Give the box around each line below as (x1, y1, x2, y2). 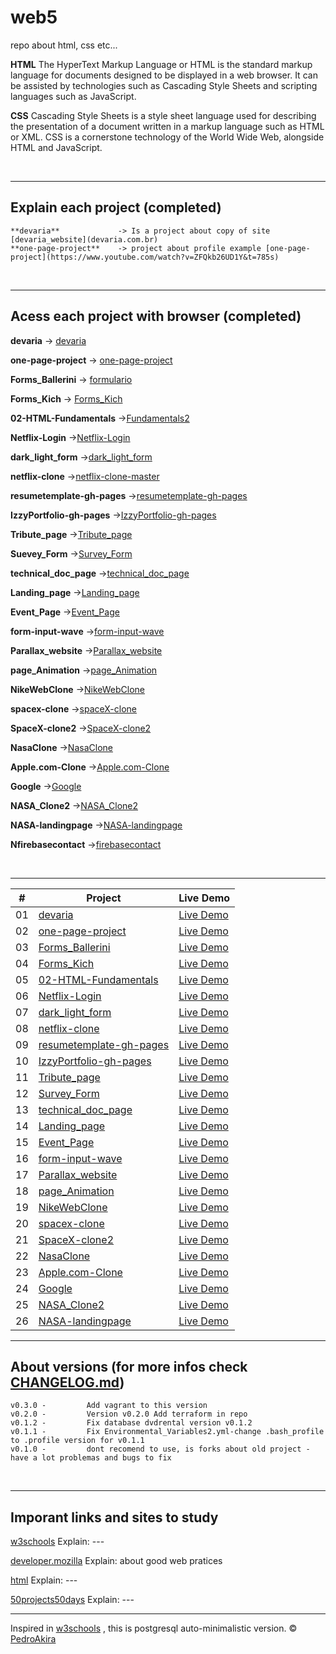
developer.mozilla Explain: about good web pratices (10, 1555, 223, 1567)
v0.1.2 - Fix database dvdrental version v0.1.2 (10, 1418, 253, 1428)
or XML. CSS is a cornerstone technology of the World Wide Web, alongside (10, 131, 325, 143)
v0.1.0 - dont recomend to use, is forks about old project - (10, 1444, 311, 1455)
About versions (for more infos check (10, 1358, 248, 1375)
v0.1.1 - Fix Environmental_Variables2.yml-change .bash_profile (10, 1427, 325, 1437)
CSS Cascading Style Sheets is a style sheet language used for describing (10, 109, 317, 121)
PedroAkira (10, 1633, 57, 1645)
